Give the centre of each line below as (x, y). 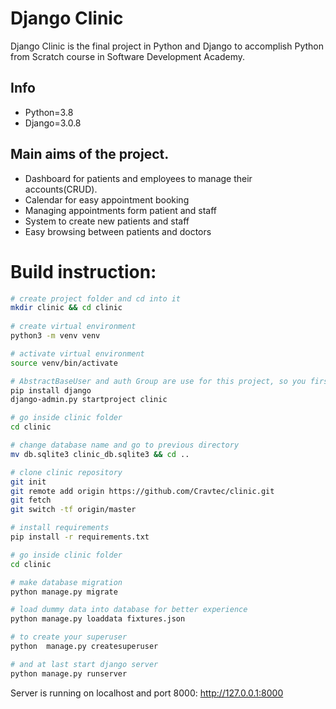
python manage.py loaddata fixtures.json (98, 619)
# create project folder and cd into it (96, 298)
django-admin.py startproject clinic (89, 400)
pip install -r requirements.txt (80, 537)
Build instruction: (83, 271)
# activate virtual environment (77, 353)
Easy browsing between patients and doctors (118, 231)
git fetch (31, 500)
